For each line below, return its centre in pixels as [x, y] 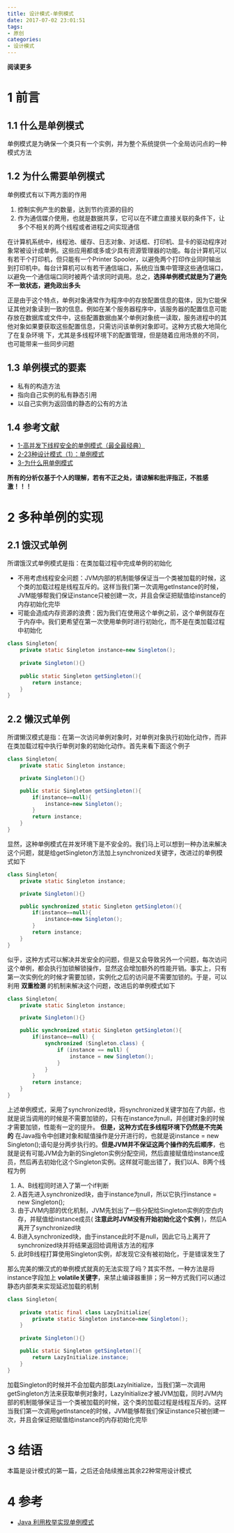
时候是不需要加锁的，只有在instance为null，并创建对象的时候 [137, 1118]
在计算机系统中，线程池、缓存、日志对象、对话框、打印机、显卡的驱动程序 [114, 241]
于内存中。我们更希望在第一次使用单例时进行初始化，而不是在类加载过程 [121, 622]
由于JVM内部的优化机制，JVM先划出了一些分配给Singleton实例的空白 [117, 1210]
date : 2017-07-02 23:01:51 [46, 20]
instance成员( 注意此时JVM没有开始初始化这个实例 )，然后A [140, 1219]
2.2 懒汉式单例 [39, 719]
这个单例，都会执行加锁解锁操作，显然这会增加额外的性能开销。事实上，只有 [117, 968]
